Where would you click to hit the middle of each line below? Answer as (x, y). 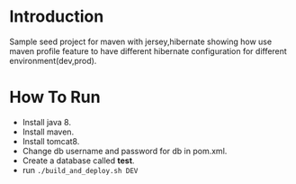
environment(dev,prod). (53, 60)
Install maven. (48, 132)
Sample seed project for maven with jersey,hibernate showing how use (141, 41)
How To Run (55, 97)
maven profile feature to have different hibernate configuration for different (148, 51)
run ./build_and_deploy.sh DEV (80, 170)
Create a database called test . (78, 161)
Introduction (57, 17)
